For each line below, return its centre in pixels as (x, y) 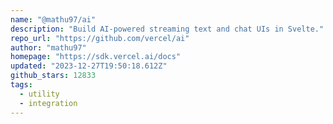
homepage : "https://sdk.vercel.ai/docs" (96, 57)
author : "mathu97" (48, 47)
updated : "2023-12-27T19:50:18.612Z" (89, 66)
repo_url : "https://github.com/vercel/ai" (100, 38)
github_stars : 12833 (53, 76)
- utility (39, 94)
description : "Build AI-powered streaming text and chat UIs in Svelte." (167, 29)
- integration (48, 103)
